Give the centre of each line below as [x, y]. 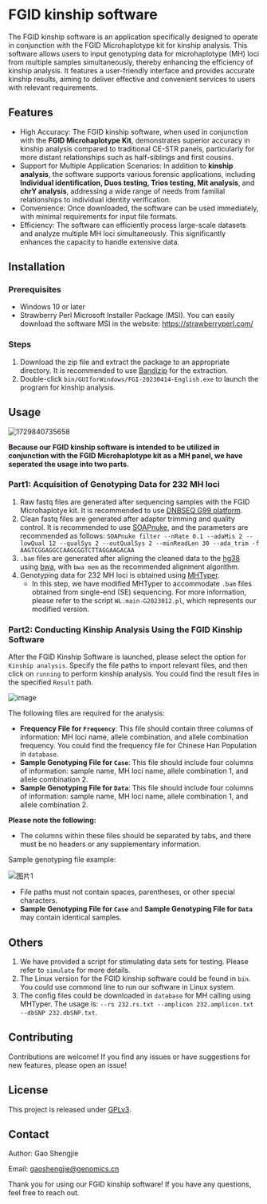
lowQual [32, 543]
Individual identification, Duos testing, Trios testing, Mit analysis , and [137, 182]
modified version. [60, 609]
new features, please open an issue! [68, 1065]
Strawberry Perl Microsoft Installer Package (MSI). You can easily [127, 316]
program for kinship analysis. [67, 387]
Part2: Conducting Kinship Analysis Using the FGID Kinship [126, 629]
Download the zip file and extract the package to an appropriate [125, 362]
